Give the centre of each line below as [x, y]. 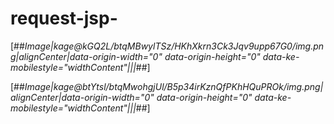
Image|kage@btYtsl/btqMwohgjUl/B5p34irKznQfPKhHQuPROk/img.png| [174, 86]
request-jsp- [64, 18]
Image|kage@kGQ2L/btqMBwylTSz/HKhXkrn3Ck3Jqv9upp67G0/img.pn [174, 46]
